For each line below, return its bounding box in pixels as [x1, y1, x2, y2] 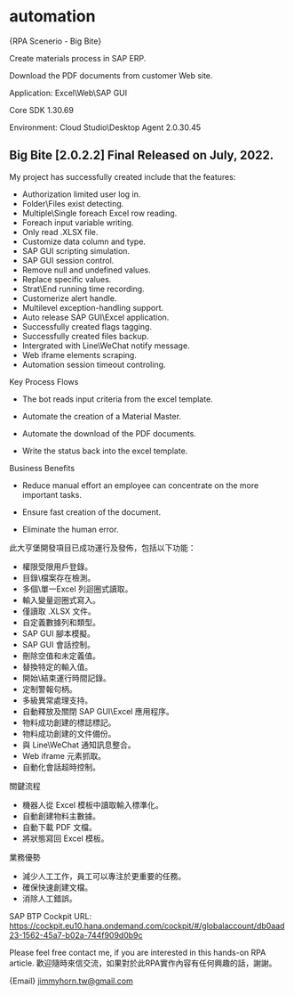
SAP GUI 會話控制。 [21, 639, 95, 649]
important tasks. [21, 489, 83, 500]
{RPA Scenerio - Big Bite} [9, 36, 102, 46]
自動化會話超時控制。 [21, 762, 100, 772]
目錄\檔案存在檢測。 [21, 572, 96, 583]
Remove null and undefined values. [21, 265, 151, 275]
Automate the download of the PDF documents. [21, 428, 197, 438]
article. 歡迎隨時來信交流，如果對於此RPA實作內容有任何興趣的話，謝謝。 [9, 958, 277, 968]
